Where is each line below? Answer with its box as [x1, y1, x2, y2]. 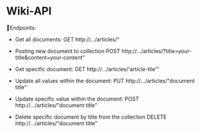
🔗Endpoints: [6, 24, 36, 31]
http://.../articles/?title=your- [121, 47, 192, 55]
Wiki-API [6, 4, 52, 18]
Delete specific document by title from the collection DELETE [14, 113, 167, 120]
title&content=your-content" [14, 54, 85, 61]
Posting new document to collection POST [14, 47, 121, 55]
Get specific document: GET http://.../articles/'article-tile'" [14, 65, 159, 73]
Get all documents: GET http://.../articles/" [14, 36, 120, 43]
